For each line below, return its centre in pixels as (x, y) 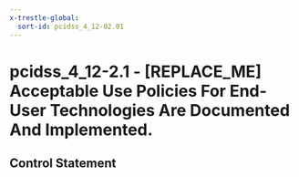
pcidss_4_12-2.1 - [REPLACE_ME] (136, 72)
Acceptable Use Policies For (118, 91)
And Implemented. (81, 130)
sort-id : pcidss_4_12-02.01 (71, 26)
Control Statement (63, 164)
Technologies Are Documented (170, 110)
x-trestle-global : (44, 18)
